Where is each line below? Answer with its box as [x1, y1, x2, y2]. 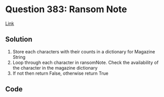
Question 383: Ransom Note [5, 4, 127, 15]
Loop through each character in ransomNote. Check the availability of [12, 59, 159, 66]
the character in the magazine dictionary [12, 64, 98, 71]
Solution [5, 35, 32, 44]
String [12, 54, 26, 60]
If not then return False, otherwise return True [12, 70, 109, 76]
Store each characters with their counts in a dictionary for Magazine [12, 48, 155, 54]
